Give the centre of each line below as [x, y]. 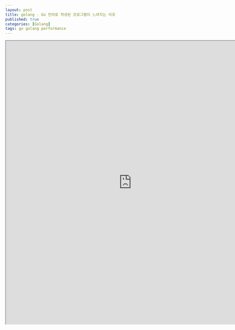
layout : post [19, 10]
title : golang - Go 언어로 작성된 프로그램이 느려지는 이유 [60, 15]
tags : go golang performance [36, 29]
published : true [22, 19]
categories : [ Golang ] [28, 24]
